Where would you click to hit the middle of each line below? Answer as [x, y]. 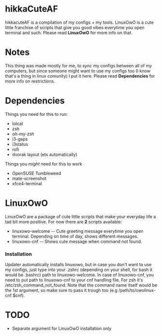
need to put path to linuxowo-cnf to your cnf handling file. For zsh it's [74, 280]
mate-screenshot [29, 178]
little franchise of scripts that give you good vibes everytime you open [75, 27]
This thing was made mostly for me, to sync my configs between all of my [79, 65]
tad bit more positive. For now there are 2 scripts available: [64, 222]
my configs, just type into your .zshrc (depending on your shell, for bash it [79, 270]
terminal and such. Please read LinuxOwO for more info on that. [69, 32]
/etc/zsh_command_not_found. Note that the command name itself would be [81, 285]
